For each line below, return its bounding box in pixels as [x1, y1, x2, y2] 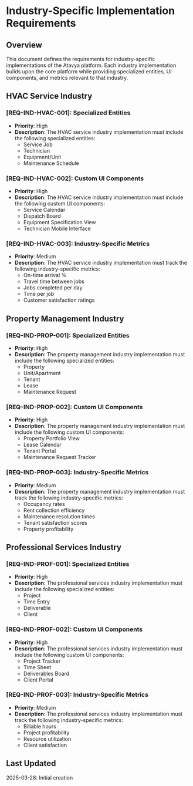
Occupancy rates [23, 500, 66, 507]
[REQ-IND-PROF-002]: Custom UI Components [6, 625, 143, 633]
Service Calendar [23, 206, 66, 213]
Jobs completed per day [23, 284, 83, 291]
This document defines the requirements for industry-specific [6, 56, 155, 62]
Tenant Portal [23, 447, 56, 454]
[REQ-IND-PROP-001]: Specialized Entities [6, 331, 130, 339]
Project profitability [23, 729, 70, 736]
